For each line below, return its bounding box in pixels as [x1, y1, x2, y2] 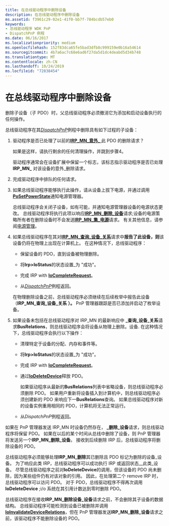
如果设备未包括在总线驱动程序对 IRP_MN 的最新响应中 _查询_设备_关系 [12, 317, 159, 323]
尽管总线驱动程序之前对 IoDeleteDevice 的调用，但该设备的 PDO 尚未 [15, 466, 157, 472]
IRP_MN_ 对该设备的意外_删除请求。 [12, 165, 88, 171]
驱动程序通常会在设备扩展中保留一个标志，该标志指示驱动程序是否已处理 [12, 159, 163, 165]
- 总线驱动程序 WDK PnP [5, 26, 50, 31]
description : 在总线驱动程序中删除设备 [5, 12, 80, 17]
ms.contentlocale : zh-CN [5, 59, 58, 64]
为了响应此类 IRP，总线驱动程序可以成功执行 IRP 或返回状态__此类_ [15, 460, 154, 466]
